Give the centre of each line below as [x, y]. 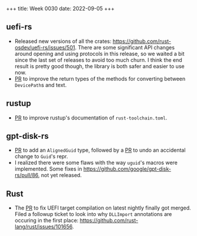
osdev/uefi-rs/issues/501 [45, 47]
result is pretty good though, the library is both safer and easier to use [99, 66]
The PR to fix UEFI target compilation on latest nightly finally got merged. [103, 208]
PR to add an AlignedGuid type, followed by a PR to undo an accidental [100, 150]
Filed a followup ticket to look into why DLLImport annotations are [93, 214]
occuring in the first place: [46, 221]
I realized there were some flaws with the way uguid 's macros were [96, 163]
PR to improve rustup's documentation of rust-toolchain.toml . [91, 118]
